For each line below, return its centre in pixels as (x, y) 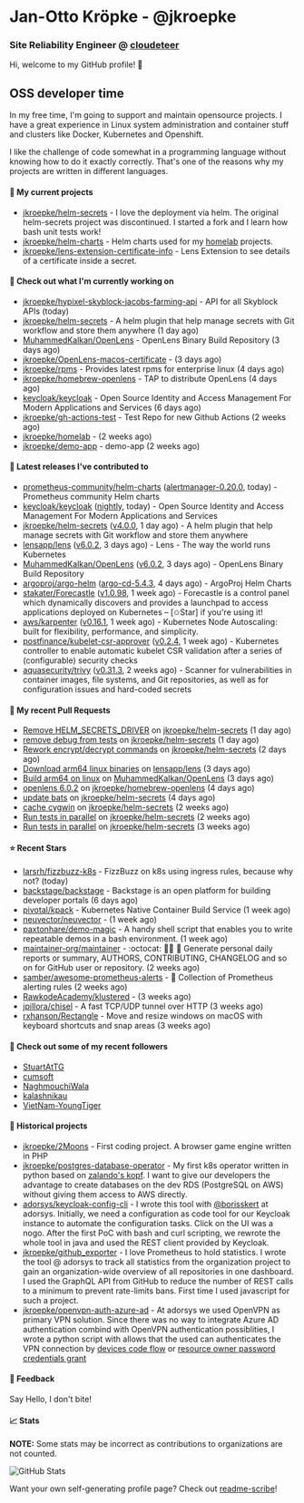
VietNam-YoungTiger (62, 1105)
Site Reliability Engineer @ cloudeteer (94, 45)
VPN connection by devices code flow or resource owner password (149, 1348)
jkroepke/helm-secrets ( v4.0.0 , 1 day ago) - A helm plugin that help (147, 525)
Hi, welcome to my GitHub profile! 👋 (76, 64)
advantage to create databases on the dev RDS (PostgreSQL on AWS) (153, 1185)
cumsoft (38, 1076)
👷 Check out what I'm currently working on (92, 281)
